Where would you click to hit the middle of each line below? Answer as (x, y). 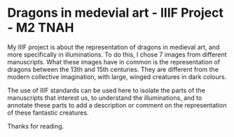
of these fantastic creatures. (48, 113)
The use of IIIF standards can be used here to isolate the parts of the (106, 90)
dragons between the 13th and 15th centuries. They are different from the (113, 69)
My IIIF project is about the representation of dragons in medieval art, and (113, 47)
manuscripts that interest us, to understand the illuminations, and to (105, 98)
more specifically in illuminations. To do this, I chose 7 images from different (117, 55)
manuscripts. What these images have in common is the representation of (114, 62)
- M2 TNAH (41, 28)
